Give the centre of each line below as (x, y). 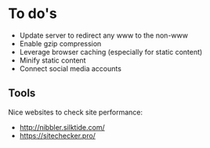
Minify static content (52, 60)
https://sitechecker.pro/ (58, 135)
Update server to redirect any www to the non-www (103, 35)
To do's (33, 14)
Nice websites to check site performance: (76, 112)
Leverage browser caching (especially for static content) (111, 52)
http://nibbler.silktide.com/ (62, 127)
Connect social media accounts (70, 68)
